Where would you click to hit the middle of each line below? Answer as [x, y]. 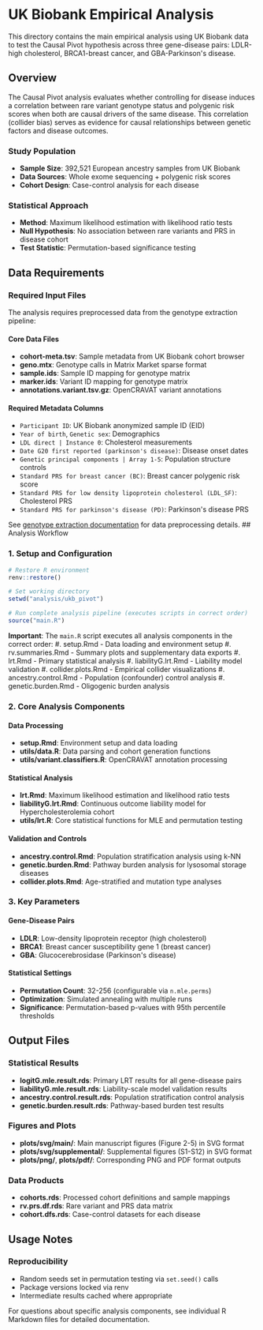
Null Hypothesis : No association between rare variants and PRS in [128, 231]
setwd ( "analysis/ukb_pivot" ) [56, 599]
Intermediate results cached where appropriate [96, 1295]
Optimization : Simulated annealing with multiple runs [106, 999]
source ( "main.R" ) [37, 621]
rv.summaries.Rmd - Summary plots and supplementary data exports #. [124, 652]
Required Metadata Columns [56, 408]
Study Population [42, 151]
